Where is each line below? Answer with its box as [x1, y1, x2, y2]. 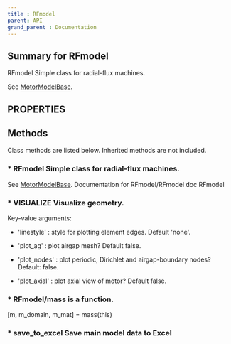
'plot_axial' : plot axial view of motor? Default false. [17, 276, 167, 285]
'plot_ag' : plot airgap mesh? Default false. [17, 241, 141, 249]
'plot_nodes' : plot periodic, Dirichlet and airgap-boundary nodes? [17, 255, 211, 264]
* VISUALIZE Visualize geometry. [7, 198, 124, 208]
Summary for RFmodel [7, 50, 109, 62]
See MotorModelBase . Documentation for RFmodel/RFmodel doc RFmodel [7, 180, 225, 188]
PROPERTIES [7, 103, 66, 115]
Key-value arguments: [7, 214, 72, 222]
